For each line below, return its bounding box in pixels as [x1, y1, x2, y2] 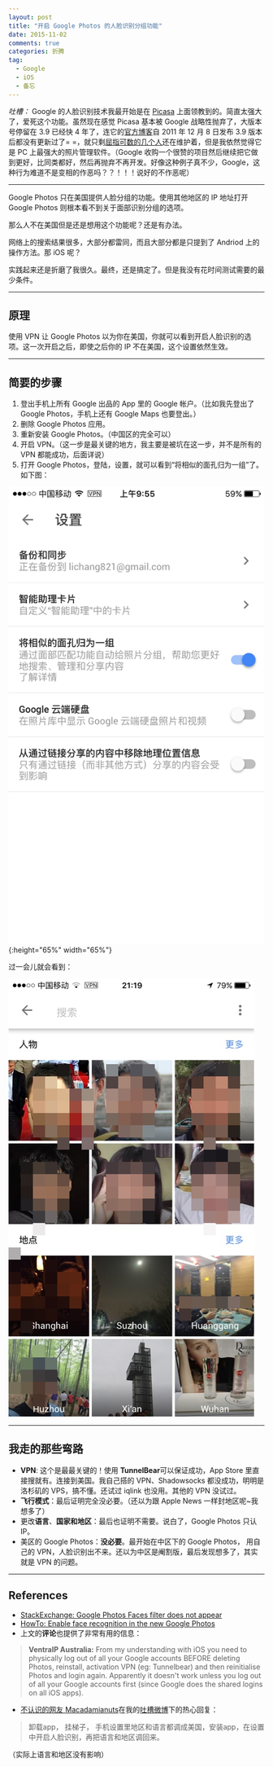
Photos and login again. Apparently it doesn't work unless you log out [28, 1671, 262, 1681]
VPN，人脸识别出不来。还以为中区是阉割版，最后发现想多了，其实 [36, 1546, 258, 1556]
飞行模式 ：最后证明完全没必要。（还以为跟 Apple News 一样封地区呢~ [19, 1496, 252, 1505]
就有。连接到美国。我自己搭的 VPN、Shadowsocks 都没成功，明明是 [34, 1475, 264, 1485]
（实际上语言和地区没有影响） [8, 1750, 108, 1760]
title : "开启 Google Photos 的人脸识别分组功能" [8, 21, 162, 30]
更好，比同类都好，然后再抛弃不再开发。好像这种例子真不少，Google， [15, 157, 253, 167]
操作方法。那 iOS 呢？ [8, 247, 81, 257]
